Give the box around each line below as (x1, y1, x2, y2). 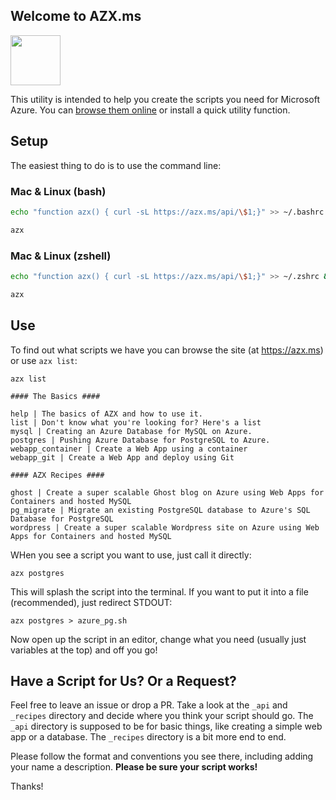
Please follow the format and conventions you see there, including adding (10, 750, 314, 763)
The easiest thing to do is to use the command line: (10, 159, 222, 171)
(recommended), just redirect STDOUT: (10, 596, 173, 608)
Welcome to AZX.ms (10, 8, 142, 25)
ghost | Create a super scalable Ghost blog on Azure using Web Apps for (10, 487, 325, 498)
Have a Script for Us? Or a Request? (10, 672, 237, 689)
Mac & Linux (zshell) (10, 249, 112, 263)
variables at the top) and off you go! (10, 644, 158, 656)
